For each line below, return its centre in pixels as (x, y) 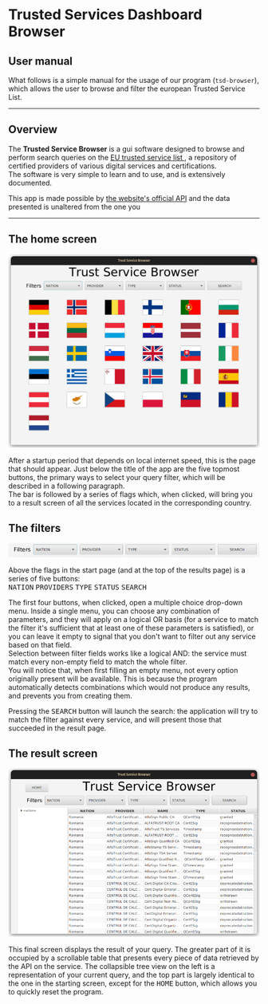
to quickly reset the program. (56, 992)
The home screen (53, 240)
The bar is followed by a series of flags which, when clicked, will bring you (130, 494)
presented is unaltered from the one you (75, 207)
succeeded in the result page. (57, 728)
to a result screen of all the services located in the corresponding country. (130, 503)
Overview (33, 130)
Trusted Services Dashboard (105, 15)
